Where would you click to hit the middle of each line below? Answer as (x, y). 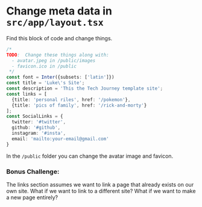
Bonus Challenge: (33, 171)
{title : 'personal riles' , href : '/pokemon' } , (71, 100)
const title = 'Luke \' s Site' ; (46, 83)
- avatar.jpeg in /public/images (54, 60)
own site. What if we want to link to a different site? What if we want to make (101, 191)
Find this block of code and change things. (59, 38)
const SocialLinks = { (35, 116)
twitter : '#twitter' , (39, 122)
